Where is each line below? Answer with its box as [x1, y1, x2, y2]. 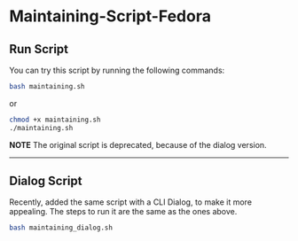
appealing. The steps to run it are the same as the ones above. [9, 206, 238, 217]
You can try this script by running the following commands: [9, 65, 225, 75]
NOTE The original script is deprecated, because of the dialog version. [9, 139, 268, 150]
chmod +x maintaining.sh [9, 115, 101, 124]
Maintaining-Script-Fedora [9, 6, 211, 27]
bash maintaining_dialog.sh [9, 223, 114, 232]
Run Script [9, 42, 69, 57]
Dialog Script [9, 174, 82, 189]
